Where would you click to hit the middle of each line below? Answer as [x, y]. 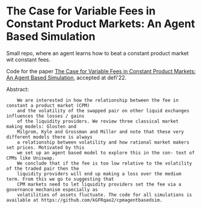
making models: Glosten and [41, 126]
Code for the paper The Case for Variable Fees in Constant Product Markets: [101, 71]
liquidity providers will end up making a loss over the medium [99, 174]
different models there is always [50, 137]
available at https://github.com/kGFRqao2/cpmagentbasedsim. [84, 200]
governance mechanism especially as [52, 189]
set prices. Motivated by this [45, 147]
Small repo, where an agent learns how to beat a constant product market [98, 53]
